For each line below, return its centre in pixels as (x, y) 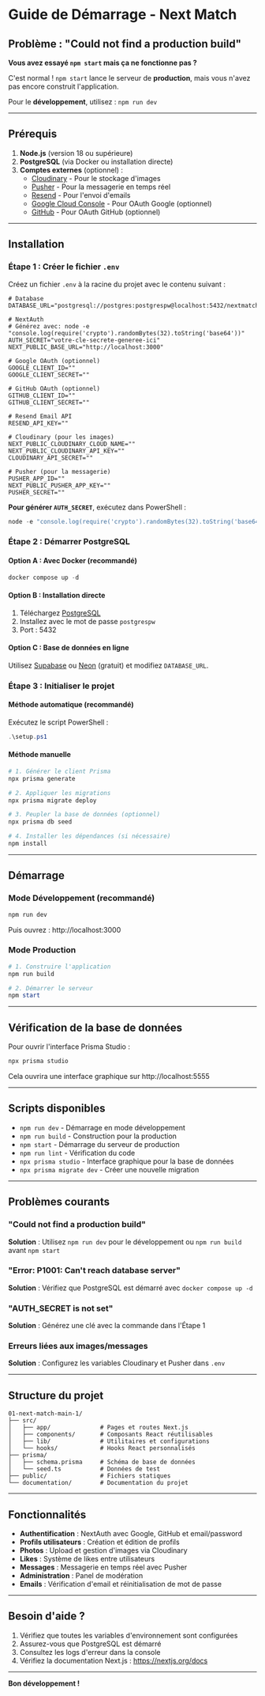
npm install (28, 844)
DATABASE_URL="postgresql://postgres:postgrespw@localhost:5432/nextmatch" (135, 305)
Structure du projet (56, 1395)
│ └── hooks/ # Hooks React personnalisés (102, 1448)
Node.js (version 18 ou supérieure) (76, 153)
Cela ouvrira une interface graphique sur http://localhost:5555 (109, 1077)
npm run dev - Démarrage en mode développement (102, 1127)
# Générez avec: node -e (49, 326)
